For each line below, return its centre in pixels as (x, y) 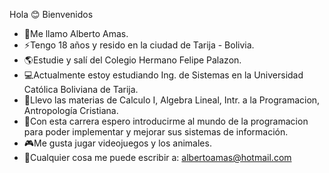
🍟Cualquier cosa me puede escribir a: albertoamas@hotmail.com (157, 157)
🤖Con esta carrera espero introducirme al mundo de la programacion (166, 121)
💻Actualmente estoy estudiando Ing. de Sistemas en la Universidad (163, 75)
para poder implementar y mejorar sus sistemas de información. (156, 132)
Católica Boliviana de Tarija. (81, 89)
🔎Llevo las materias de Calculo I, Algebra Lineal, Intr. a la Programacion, (172, 100)
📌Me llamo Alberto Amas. (76, 33)
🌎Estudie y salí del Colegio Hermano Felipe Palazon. (132, 60)
